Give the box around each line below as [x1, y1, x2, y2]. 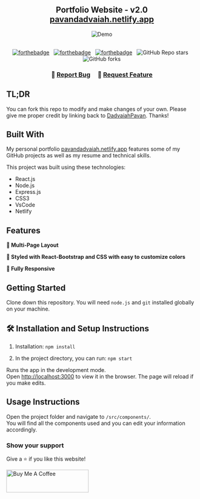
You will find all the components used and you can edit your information [6, 419, 186, 427]
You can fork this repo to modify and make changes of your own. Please [6, 105, 187, 112]
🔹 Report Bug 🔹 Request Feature [51, 70, 153, 78]
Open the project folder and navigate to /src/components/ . [6, 413, 152, 420]
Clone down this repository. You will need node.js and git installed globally [6, 298, 195, 306]
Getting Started [6, 283, 66, 293]
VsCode [15, 201, 35, 208]
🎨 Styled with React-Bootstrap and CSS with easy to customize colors [6, 253, 186, 261]
